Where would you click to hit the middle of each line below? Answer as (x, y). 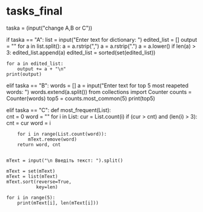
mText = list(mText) (32, 176)
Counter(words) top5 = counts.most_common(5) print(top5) (81, 98)
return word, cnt (39, 144)
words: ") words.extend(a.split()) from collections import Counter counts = (99, 91)
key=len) (47, 187)
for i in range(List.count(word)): (62, 134)
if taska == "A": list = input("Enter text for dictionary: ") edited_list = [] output (102, 39)
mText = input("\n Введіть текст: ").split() (65, 161)
